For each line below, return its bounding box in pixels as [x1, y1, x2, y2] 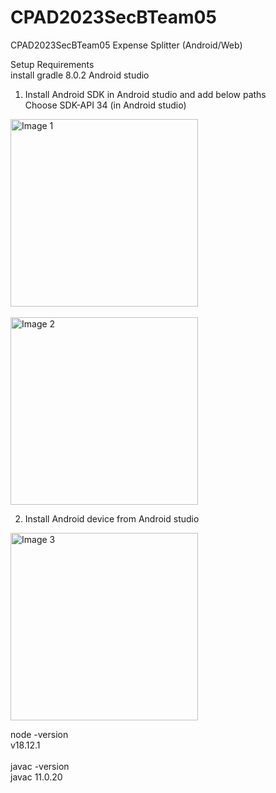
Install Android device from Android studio [24, 512, 200, 525]
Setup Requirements [10, 58, 95, 70]
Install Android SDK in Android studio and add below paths [24, 88, 267, 100]
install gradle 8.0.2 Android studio [10, 69, 150, 81]
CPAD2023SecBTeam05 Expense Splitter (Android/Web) [10, 39, 243, 51]
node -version [10, 728, 69, 740]
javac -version [10, 760, 70, 772]
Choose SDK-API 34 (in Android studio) [24, 99, 187, 111]
